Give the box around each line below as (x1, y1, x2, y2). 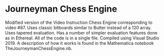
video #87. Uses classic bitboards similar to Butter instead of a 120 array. (5, 24, 152, 30)
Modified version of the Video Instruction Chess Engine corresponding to (5, 19, 153, 25)
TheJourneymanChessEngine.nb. (5, 45, 72, 51)
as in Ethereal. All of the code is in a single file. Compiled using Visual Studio (5, 35, 159, 41)
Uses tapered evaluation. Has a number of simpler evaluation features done (5, 30, 158, 36)
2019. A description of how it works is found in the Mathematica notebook (5, 40, 154, 46)
